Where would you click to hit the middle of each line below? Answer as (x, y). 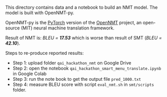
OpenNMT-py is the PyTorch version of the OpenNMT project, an (74, 23)
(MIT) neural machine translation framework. (68, 28)
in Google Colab (30, 74)
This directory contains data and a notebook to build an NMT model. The (81, 7)
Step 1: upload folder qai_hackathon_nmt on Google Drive (72, 63)
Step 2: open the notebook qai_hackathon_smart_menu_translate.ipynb (87, 68)
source (13, 28)
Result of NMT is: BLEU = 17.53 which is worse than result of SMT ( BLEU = (83, 38)
